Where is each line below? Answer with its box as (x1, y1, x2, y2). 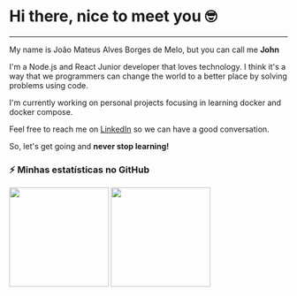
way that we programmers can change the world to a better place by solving (9, 71, 287, 81)
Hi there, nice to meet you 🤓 (9, 6, 218, 27)
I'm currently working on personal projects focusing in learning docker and (9, 97, 281, 108)
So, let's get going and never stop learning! (9, 140, 170, 151)
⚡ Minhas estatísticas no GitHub (9, 163, 150, 176)
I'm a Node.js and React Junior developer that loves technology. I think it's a (9, 61, 286, 72)
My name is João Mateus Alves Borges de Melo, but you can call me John (9, 44, 280, 55)
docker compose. (9, 106, 73, 117)
